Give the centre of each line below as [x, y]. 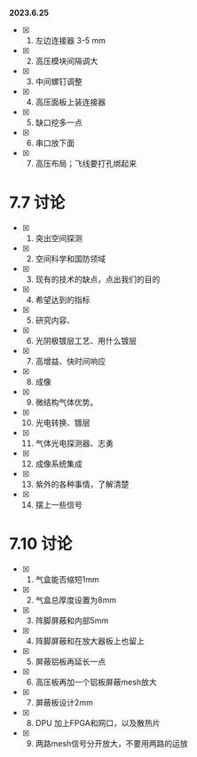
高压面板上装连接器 [71, 102]
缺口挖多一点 [59, 122]
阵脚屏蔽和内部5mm [72, 620]
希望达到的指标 [63, 300]
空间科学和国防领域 [71, 258]
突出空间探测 [59, 238]
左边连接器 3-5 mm [71, 40]
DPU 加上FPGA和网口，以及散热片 [98, 722]
